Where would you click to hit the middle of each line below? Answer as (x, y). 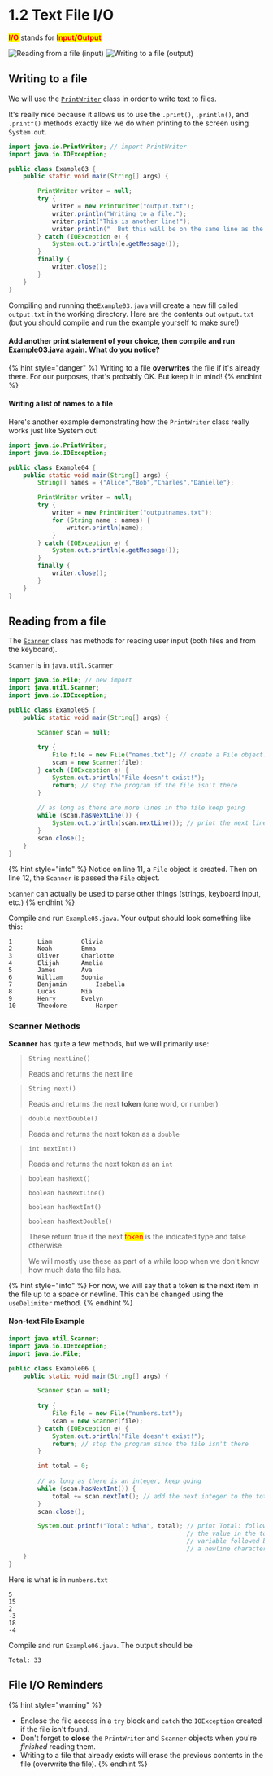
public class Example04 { (52, 467)
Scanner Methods (45, 1026)
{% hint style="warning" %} (55, 1704)
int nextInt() (52, 1149)
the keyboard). (33, 650)
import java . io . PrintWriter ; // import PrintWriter (97, 147)
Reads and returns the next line (81, 1073)
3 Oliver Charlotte (61, 956)
